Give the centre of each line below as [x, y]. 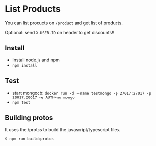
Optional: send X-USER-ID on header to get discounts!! [60, 32]
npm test [21, 102]
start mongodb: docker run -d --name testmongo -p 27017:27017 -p [82, 93]
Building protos [29, 118]
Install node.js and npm [36, 60]
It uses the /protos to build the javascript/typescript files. [63, 130]
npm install [24, 65]
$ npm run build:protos [30, 139]
